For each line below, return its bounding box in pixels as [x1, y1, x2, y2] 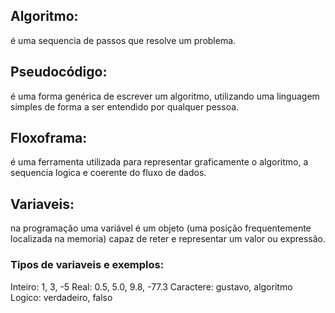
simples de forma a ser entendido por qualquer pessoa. [10, 100, 240, 113]
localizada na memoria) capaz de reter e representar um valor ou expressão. [10, 233, 326, 245]
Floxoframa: [10, 130, 88, 147]
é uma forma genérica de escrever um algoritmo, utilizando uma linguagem [10, 90, 320, 102]
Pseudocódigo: [10, 64, 108, 81]
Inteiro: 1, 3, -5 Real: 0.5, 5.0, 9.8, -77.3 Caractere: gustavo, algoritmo [10, 280, 293, 293]
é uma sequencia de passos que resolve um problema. [10, 34, 237, 46]
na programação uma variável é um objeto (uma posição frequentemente [10, 222, 312, 234]
